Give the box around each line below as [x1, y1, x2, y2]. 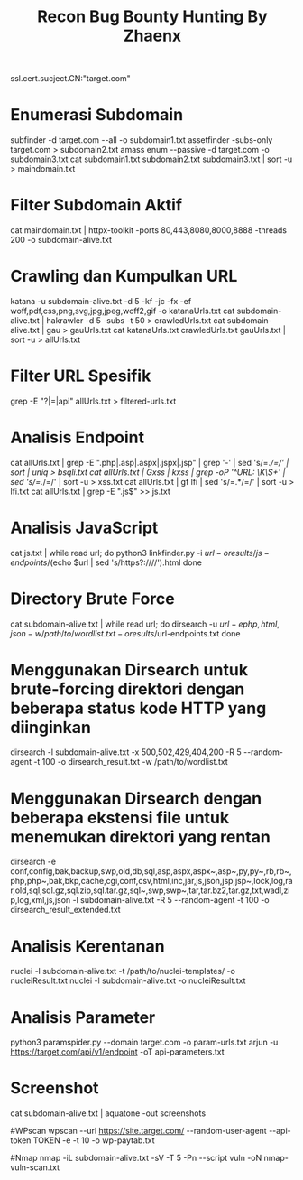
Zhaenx [123, 25, 182, 46]
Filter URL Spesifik [10, 366, 151, 386]
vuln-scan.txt [10, 1162, 60, 1173]
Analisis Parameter [10, 1007, 156, 1027]
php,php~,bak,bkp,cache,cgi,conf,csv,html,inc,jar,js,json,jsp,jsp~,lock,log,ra [10, 876, 293, 887]
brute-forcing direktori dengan [10, 679, 245, 699]
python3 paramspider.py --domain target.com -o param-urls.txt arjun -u [10, 1036, 279, 1048]
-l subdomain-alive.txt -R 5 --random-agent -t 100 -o [72, 895, 270, 906]
